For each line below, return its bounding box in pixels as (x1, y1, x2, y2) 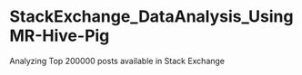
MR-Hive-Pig (9, 25, 110, 46)
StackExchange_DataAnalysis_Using (9, 6, 294, 27)
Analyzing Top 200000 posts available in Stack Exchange (9, 55, 226, 66)
